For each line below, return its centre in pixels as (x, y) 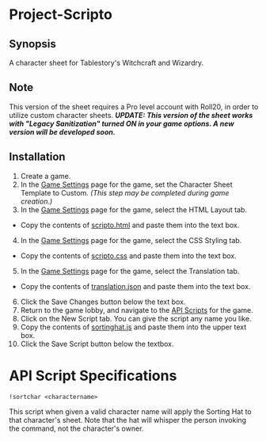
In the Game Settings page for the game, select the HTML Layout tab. (134, 209)
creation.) (36, 201)
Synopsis (32, 44)
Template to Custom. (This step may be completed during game (125, 192)
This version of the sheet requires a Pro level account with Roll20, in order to (134, 106)
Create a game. (46, 176)
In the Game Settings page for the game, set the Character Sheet (126, 184)
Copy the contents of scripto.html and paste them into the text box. (130, 225)
